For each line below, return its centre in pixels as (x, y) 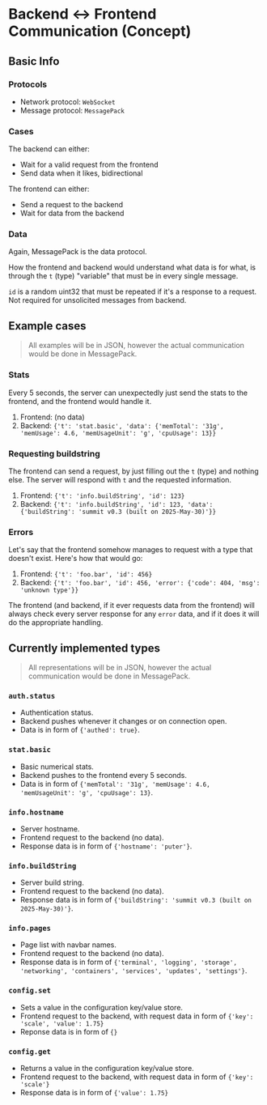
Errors (21, 532)
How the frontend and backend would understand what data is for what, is (132, 267)
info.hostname (36, 812)
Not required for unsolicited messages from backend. (97, 300)
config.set (30, 991)
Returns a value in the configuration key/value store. (107, 1069)
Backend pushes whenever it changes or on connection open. (123, 721)
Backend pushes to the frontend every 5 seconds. (104, 775)
